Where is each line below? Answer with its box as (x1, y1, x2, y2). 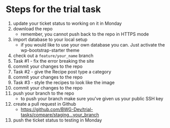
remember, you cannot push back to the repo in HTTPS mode (20, 31, 149, 37)
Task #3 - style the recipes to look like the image (13, 79, 115, 86)
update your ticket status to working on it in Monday (13, 20, 122, 26)
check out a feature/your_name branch (13, 52, 94, 59)
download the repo (13, 25, 53, 31)
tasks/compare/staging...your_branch (20, 111, 99, 117)
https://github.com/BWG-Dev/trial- (20, 106, 93, 112)
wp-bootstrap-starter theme (20, 47, 80, 53)
